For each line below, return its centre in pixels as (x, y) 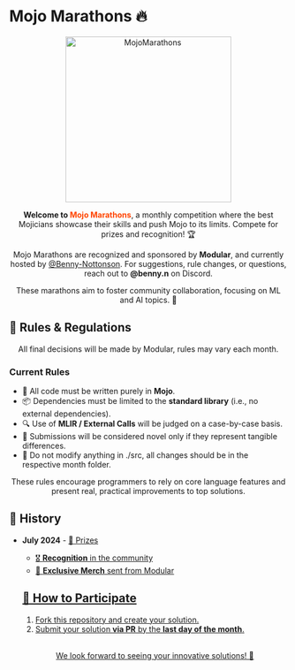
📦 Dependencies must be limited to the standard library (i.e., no (140, 401)
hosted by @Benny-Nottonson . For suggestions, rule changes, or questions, (148, 263)
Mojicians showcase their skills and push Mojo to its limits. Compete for (148, 224)
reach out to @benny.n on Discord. (148, 273)
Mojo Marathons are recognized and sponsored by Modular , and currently (148, 255)
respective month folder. (67, 465)
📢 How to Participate (79, 598)
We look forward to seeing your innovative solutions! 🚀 (155, 655)
